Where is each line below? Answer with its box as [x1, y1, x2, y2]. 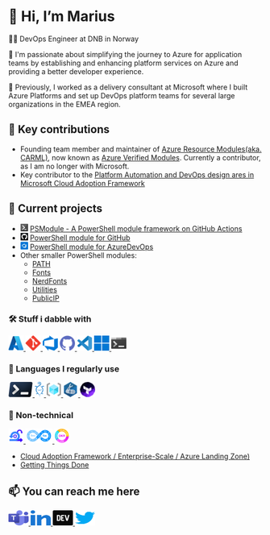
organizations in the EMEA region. [8, 99, 121, 109]
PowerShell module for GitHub [29, 233, 131, 243]
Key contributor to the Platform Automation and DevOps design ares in [19, 169, 255, 180]
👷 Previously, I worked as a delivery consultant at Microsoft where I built [8, 82, 248, 92]
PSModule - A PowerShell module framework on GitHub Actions [29, 223, 243, 233]
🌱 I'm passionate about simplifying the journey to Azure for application [8, 49, 243, 59]
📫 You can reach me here [8, 484, 140, 498]
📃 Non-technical [8, 410, 74, 421]
